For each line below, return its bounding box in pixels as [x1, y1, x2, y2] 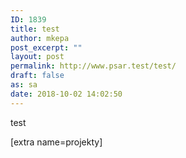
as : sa [10, 80, 38, 90]
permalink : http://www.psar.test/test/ [10, 61, 177, 71]
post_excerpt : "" [10, 42, 83, 53]
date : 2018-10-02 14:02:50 [10, 89, 123, 99]
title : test [10, 24, 60, 34]
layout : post [10, 52, 65, 62]
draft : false [10, 71, 65, 81]
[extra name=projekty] [10, 136, 103, 148]
